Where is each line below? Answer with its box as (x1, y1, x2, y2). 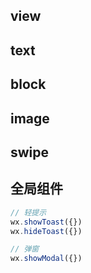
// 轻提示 (10, 207, 47, 218)
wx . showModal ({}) (10, 254, 83, 264)
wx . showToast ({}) (10, 217, 83, 227)
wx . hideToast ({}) (10, 226, 83, 236)
